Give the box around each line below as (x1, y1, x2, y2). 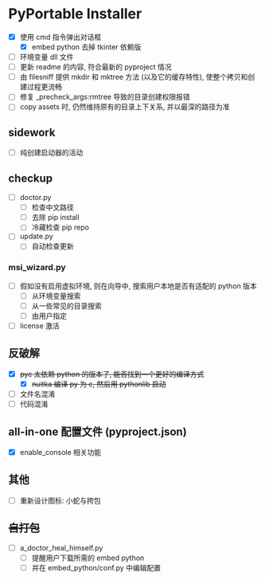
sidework (8, 125, 56, 139)
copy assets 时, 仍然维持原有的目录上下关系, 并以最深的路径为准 (19, 102, 230, 112)
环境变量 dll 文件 (19, 53, 74, 62)
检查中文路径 (31, 202, 74, 212)
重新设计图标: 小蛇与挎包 (19, 496, 101, 505)
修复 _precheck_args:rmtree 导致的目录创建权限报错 (19, 92, 190, 102)
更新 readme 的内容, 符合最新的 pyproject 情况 (19, 62, 173, 72)
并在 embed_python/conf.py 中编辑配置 (31, 562, 162, 572)
